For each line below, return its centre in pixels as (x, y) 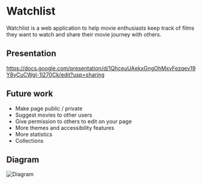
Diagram (23, 159)
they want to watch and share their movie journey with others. (84, 34)
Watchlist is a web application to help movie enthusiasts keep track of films (100, 28)
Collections (29, 140)
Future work (30, 94)
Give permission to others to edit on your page (73, 121)
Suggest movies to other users (54, 115)
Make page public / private (49, 108)
